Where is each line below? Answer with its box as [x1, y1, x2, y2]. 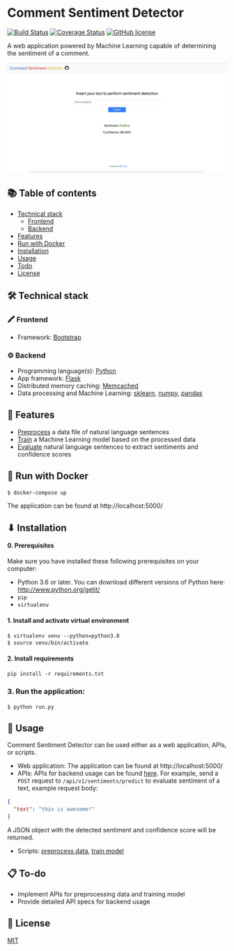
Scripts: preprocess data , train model [17, 847, 124, 855]
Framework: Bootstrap [17, 333, 81, 341]
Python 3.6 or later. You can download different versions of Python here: [17, 577, 225, 586]
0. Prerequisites [7, 541, 54, 550]
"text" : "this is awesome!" [13, 806, 95, 813]
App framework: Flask [17, 374, 81, 382]
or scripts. [7, 749, 37, 757]
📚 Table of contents [7, 187, 97, 200]
